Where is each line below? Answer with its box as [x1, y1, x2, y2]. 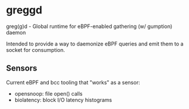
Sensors [6, 64, 38, 73]
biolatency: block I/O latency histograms [14, 96, 113, 103]
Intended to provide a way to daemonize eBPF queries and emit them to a [6, 40, 184, 47]
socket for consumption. [6, 46, 66, 53]
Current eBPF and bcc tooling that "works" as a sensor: [6, 79, 140, 86]
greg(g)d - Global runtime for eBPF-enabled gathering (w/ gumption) [6, 23, 173, 30]
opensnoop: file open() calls [14, 90, 83, 97]
